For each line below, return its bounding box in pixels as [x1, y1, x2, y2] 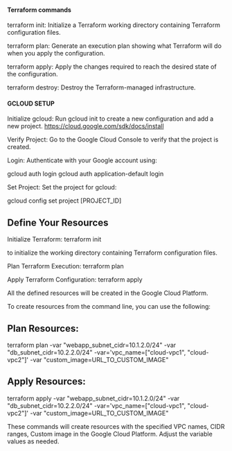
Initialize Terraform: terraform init [7, 235, 102, 244]
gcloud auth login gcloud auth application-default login [7, 170, 164, 178]
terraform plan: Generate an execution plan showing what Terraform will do [7, 42, 222, 50]
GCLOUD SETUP [7, 99, 55, 108]
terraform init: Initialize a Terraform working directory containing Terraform [7, 21, 220, 29]
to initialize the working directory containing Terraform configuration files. [7, 248, 218, 257]
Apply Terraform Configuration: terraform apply [7, 275, 143, 284]
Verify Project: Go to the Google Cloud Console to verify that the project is [7, 135, 219, 144]
